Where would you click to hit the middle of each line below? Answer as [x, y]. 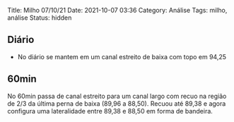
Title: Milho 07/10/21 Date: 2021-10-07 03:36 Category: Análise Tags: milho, [117, 10]
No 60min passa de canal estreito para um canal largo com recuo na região [117, 96]
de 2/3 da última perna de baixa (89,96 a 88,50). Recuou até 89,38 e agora [117, 103]
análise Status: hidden [40, 18]
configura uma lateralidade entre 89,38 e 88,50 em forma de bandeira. [110, 111]
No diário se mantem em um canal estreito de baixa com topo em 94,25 [122, 56]
